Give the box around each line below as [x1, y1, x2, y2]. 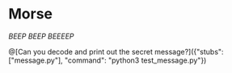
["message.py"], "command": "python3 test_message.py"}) [8, 55, 207, 65]
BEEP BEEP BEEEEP [8, 31, 74, 41]
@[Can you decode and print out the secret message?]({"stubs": [8, 47, 224, 56]
